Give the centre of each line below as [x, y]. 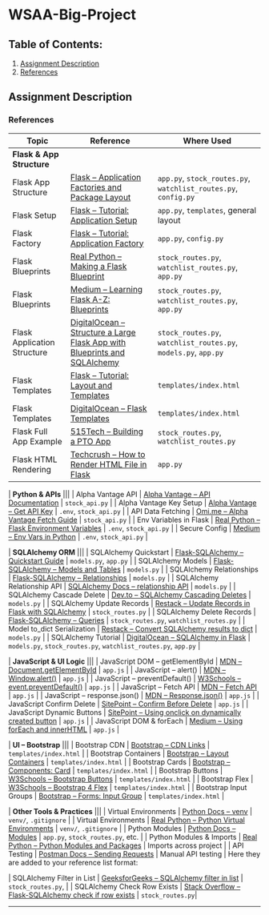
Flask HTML [35, 460]
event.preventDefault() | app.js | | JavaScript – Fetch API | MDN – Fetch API [133, 687]
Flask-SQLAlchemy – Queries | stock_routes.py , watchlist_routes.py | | [127, 620]
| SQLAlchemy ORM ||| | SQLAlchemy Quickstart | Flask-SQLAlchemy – [126, 552]
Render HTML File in [109, 464]
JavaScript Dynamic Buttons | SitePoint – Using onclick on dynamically [125, 712]
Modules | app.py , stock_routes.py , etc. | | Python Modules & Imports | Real [133, 837]
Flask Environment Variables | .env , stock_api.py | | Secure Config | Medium [134, 528]
